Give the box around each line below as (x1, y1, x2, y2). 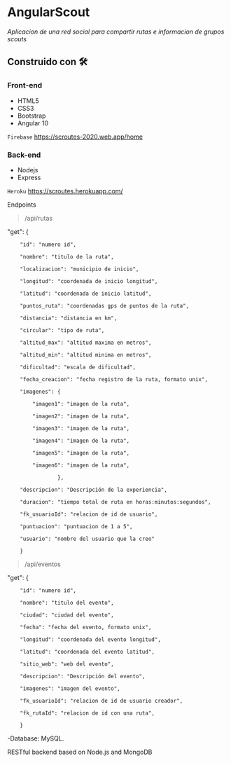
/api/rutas (24, 214, 53, 222)
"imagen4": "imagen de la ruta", (32, 437, 130, 444)
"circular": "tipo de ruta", (20, 326, 105, 334)
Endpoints (7, 200, 36, 209)
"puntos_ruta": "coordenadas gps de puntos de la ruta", (20, 302, 190, 309)
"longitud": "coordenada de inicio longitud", (20, 277, 158, 284)
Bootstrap (17, 111, 46, 120)
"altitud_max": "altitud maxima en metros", (20, 339, 152, 346)
